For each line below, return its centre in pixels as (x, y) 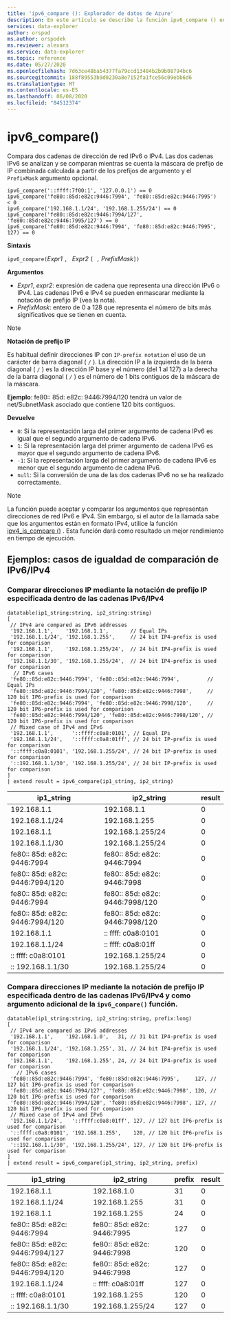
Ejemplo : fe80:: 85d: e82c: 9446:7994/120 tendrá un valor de (95, 397)
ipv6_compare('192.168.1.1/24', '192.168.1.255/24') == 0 (92, 208)
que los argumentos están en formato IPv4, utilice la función (92, 523)
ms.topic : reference (37, 58)
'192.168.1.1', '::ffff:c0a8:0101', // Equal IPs (90, 733)
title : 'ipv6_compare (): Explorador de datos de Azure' (90, 13)
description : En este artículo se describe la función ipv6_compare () (112, 20)
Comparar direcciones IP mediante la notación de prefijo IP (107, 590)
